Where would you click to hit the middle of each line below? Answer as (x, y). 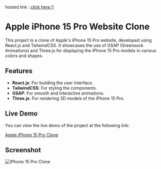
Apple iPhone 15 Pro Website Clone (77, 27)
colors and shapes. (24, 56)
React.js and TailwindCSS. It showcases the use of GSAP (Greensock (74, 45)
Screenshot (23, 150)
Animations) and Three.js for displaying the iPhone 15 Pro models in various (81, 50)
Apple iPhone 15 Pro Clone (32, 135)
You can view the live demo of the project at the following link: (67, 125)
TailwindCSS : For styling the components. (54, 88)
